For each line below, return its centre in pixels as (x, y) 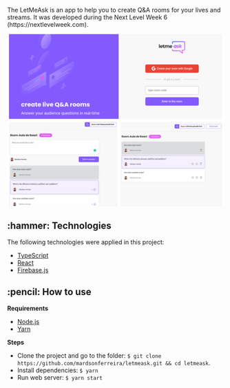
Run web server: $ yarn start (60, 378)
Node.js (28, 322)
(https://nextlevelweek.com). (48, 24)
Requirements (28, 308)
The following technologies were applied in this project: (86, 242)
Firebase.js (33, 270)
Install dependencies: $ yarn (57, 370)
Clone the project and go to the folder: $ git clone (89, 356)
